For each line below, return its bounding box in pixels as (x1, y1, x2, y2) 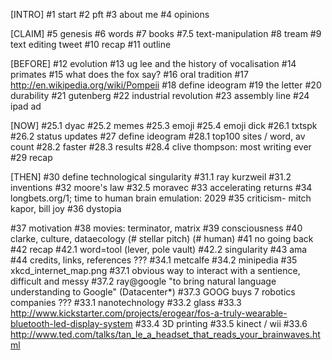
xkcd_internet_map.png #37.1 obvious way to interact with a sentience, (10, 265, 301, 276)
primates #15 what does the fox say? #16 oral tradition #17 (10, 69, 249, 80)
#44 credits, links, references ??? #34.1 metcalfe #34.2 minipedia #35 (10, 254, 298, 266)
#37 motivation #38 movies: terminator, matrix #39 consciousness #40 (10, 222, 303, 234)
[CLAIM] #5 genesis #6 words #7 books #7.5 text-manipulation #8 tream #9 (10, 28, 322, 39)
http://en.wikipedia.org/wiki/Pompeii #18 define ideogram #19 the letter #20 (10, 79, 322, 91)
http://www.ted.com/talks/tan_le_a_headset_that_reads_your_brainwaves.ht (10, 329, 321, 340)
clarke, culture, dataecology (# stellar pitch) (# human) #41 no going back (10, 233, 314, 244)
